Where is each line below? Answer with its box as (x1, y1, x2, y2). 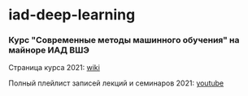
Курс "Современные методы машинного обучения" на (8, 35, 240, 46)
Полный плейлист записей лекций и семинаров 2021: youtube (8, 78, 224, 88)
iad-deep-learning (8, 6, 136, 24)
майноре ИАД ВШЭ (8, 44, 89, 56)
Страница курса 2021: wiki (8, 63, 100, 73)
